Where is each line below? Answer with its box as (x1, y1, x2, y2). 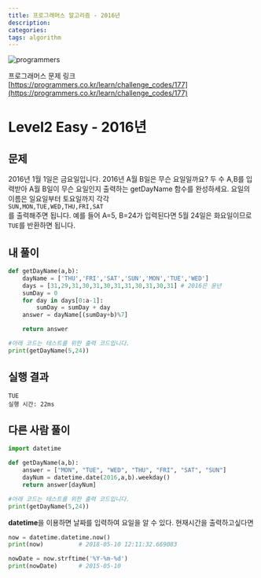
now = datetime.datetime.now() (8, 533, 111, 541)
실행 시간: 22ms (8, 400, 55, 408)
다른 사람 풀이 (8, 424, 71, 437)
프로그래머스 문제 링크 (8, 72, 76, 81)
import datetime (8, 445, 61, 453)
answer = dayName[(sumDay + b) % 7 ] (22, 311, 128, 319)
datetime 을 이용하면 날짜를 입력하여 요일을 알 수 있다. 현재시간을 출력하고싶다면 (8, 517, 254, 527)
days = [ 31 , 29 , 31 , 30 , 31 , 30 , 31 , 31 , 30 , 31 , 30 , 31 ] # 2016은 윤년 (22, 282, 222, 289)
